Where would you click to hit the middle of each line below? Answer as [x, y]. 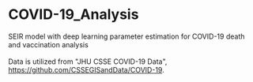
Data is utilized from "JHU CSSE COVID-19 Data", [88, 61]
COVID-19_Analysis [74, 15]
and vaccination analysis [48, 44]
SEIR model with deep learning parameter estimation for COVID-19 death [126, 36]
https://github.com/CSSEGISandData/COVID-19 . [86, 69]
